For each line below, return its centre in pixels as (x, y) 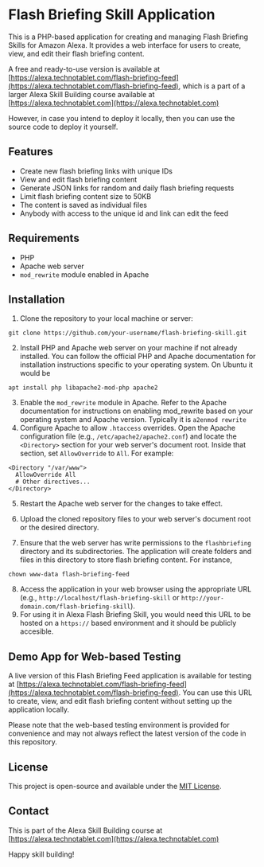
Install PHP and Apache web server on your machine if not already (128, 348)
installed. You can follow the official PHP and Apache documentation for (138, 357)
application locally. (39, 709)
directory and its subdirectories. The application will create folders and (136, 552)
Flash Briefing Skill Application (112, 15)
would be (35, 373)
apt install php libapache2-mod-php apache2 (83, 388)
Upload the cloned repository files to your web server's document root (135, 519)
